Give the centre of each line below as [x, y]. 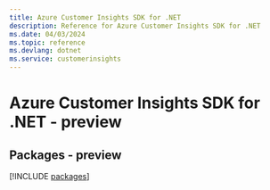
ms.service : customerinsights [65, 59]
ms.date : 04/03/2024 [48, 34]
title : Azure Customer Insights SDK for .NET [95, 17]
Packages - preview [65, 155]
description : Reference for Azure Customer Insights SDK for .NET [135, 26]
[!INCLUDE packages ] [49, 176]
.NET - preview [65, 122]
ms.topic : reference [48, 42]
